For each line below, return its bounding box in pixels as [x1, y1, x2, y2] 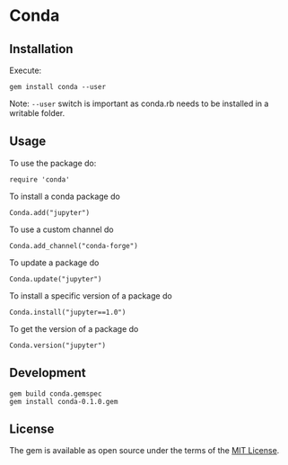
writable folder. [9, 108, 65, 118]
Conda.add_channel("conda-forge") [9, 241, 139, 250]
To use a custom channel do [9, 224, 114, 235]
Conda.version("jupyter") [9, 341, 106, 350]
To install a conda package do [9, 191, 121, 201]
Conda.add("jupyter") [9, 208, 91, 217]
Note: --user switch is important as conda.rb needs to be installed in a [9, 98, 269, 109]
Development [9, 365, 87, 380]
